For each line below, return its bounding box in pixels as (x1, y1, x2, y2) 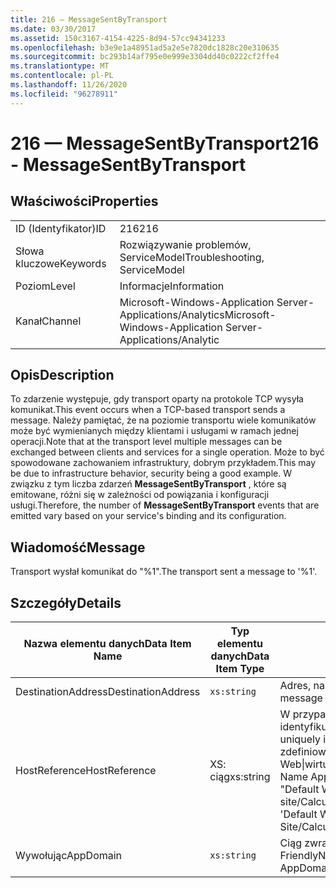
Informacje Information (119, 279, 225, 293)
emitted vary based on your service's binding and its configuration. (10, 510, 287, 522)
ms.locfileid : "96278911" (10, 89, 118, 99)
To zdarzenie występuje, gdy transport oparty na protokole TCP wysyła (10, 393, 304, 405)
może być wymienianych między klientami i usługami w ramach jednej (10, 425, 299, 437)
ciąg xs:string (209, 770, 271, 784)
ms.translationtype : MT (10, 61, 110, 71)
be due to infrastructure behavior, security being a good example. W (10, 467, 292, 480)
